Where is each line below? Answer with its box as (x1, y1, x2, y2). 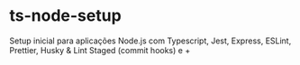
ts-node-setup (9, 5, 122, 26)
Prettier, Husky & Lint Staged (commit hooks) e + (9, 44, 191, 55)
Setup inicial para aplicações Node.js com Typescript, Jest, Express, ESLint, (9, 35, 292, 46)
